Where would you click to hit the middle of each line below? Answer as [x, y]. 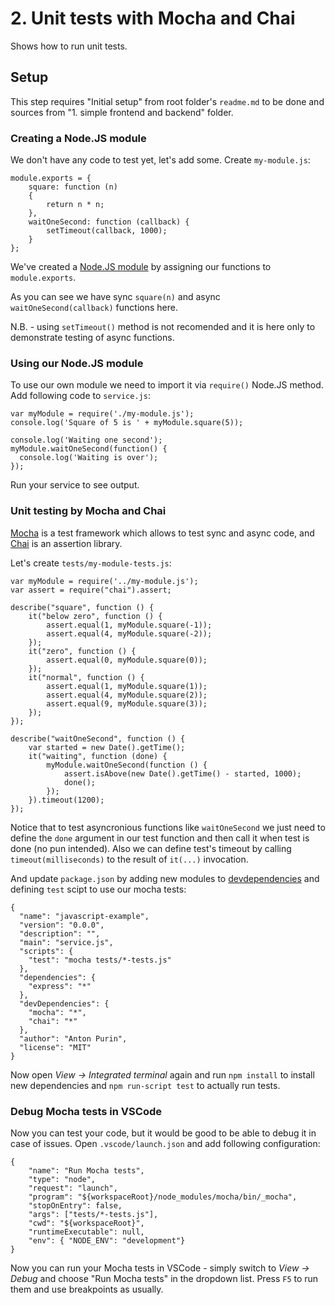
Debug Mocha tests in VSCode [86, 1111]
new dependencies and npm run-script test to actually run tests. [145, 1085]
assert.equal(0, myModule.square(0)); [127, 660]
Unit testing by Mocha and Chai [88, 511]
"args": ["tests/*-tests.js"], [93, 1214]
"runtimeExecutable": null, [86, 1232]
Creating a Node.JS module [78, 138]
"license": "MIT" [55, 1047]
